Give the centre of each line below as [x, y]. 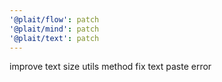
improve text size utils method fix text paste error [110, 67]
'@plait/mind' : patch [54, 29]
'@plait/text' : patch [54, 38]
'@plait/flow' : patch [54, 19]
